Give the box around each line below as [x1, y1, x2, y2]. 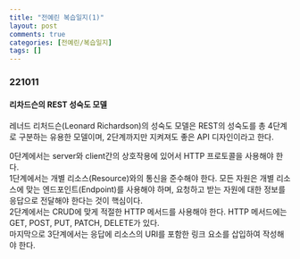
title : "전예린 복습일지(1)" [9, 13, 104, 22]
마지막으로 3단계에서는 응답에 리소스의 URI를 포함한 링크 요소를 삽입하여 [9, 229, 261, 239]
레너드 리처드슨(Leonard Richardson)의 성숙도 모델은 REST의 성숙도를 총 [9, 121, 266, 131]
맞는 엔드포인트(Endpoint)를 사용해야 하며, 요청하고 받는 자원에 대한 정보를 [25, 184, 286, 195]
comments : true [9, 29, 66, 38]
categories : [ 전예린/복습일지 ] [9, 38, 113, 47]
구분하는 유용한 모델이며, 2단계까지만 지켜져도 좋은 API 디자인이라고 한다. [18, 131, 274, 143]
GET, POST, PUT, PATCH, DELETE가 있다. [9, 218, 160, 229]
